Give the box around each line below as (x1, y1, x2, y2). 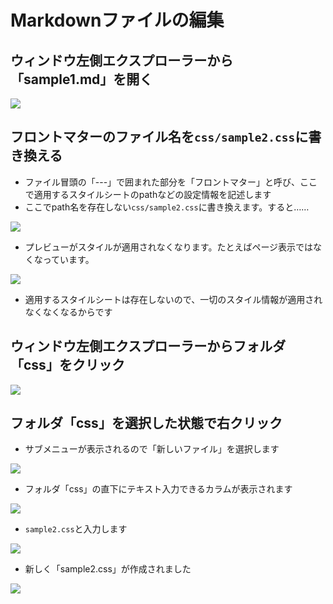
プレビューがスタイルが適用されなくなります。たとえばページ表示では (24, 241, 314, 253)
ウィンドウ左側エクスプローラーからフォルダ (10, 338, 287, 355)
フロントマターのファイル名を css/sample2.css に (10, 129, 309, 146)
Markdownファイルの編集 (10, 9, 225, 32)
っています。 (42, 253, 95, 265)
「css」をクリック (10, 357, 125, 374)
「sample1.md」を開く (10, 71, 153, 88)
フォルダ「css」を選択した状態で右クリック (10, 415, 283, 432)
